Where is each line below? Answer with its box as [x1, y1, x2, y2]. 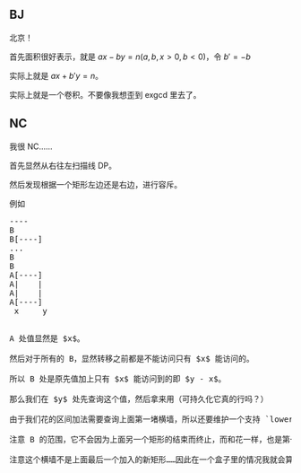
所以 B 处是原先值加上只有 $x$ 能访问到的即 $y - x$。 [9, 373, 227, 384]
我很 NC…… [9, 141, 53, 152]
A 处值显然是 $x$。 [9, 333, 85, 344]
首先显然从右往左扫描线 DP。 [9, 160, 116, 171]
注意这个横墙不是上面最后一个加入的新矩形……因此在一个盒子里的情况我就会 [9, 454, 286, 465]
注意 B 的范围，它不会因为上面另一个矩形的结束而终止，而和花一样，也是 [9, 434, 283, 444]
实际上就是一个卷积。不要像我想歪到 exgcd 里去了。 [9, 89, 202, 100]
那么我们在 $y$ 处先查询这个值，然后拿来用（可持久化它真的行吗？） [9, 394, 269, 404]
